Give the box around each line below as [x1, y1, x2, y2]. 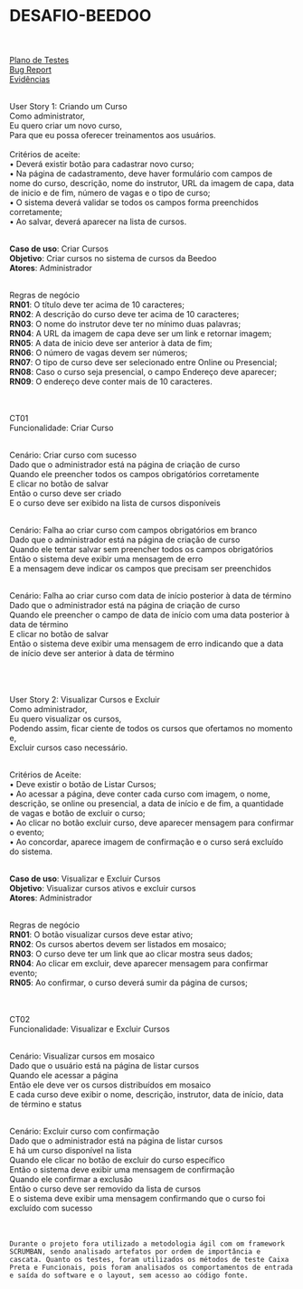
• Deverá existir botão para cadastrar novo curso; [9, 158, 194, 169]
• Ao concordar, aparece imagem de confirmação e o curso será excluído [9, 836, 284, 847]
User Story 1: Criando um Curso [9, 100, 128, 111]
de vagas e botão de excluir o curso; [9, 807, 147, 818]
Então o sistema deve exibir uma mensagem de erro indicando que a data [9, 638, 284, 649]
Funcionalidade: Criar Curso [9, 422, 114, 433]
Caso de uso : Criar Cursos [9, 243, 109, 254]
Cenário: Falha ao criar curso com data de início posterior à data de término [9, 589, 292, 601]
